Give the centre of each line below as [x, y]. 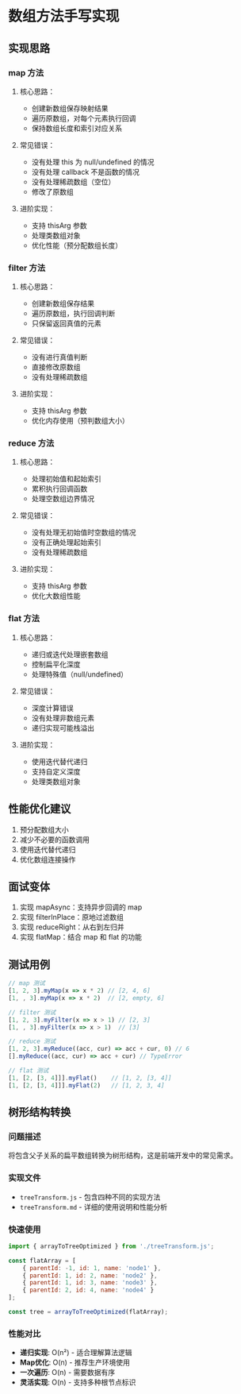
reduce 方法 [31, 443]
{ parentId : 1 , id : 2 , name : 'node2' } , [90, 1276]
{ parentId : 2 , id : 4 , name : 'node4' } [88, 1290]
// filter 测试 [32, 1012]
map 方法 [26, 72]
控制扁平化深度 [56, 664]
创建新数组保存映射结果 [70, 108]
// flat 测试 [29, 1071]
